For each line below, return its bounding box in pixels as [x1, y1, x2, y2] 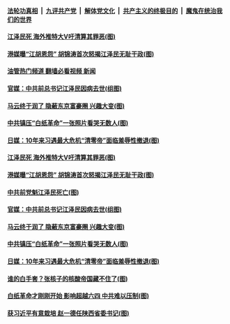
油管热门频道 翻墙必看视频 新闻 [7, 67, 96, 75]
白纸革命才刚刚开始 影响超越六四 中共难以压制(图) [7, 292, 150, 300]
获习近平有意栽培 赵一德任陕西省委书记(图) [7, 309, 130, 317]
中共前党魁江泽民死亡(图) [7, 188, 79, 196]
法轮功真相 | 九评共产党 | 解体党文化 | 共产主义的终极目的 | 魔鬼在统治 [7, 6, 217, 15]
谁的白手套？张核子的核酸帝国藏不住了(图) [7, 274, 128, 283]
